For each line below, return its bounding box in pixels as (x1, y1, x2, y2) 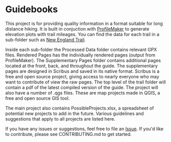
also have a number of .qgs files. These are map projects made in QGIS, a (5, 90, 160, 96)
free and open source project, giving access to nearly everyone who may (5, 73, 159, 79)
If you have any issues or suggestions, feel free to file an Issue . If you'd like (5, 126, 164, 132)
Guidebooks (5, 4, 58, 15)
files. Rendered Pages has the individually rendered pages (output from (5, 52, 156, 58)
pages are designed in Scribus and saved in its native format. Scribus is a (5, 68, 160, 74)
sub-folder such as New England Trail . (5, 37, 86, 43)
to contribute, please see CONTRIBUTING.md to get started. (5, 131, 132, 137)
